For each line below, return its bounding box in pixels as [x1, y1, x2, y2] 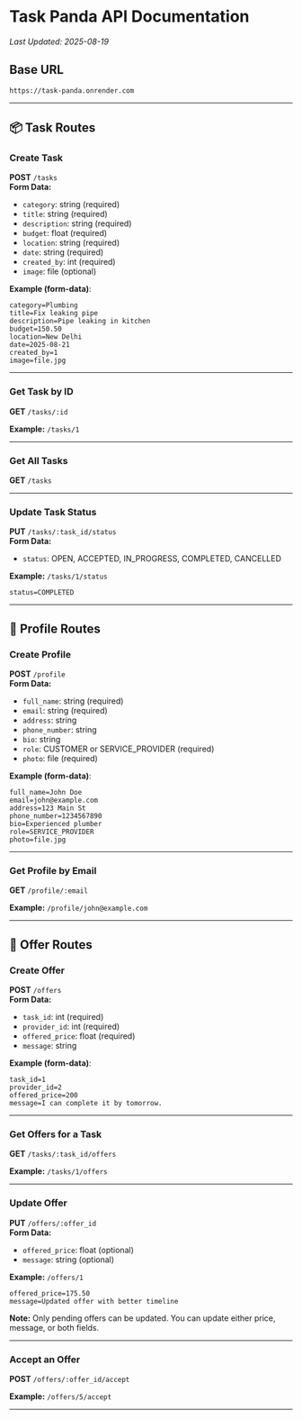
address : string [22, 714, 77, 726]
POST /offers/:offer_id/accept [9, 1373, 130, 1384]
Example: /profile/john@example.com [9, 903, 148, 914]
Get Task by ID [9, 386, 74, 398]
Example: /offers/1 [9, 1271, 84, 1282]
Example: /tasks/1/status [9, 570, 108, 582]
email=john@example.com [9, 796, 99, 805]
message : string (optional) [22, 1254, 115, 1265]
